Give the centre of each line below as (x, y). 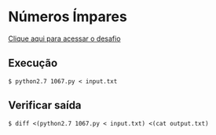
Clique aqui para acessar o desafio (64, 38)
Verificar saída (45, 106)
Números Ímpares (68, 17)
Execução (33, 63)
